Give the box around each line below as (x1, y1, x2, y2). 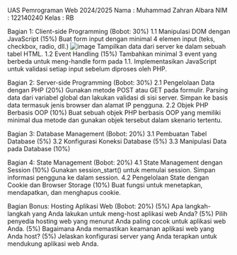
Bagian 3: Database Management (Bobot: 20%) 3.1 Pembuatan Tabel (7, 130, 207, 138)
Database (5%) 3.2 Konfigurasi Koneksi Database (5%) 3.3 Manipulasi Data (7, 137, 227, 146)
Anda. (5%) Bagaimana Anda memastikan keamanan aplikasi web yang (7, 225, 214, 232)
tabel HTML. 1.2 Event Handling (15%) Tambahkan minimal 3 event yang (7, 49, 217, 58)
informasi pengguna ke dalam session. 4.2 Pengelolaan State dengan (7, 173, 209, 182)
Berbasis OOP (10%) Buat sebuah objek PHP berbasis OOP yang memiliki (7, 109, 221, 117)
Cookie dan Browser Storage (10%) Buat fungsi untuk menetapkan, (7, 181, 203, 189)
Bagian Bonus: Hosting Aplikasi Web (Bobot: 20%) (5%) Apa (7, 202, 184, 210)
